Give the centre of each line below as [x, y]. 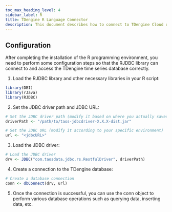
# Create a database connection [40, 178]
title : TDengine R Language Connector [47, 20]
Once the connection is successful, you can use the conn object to [83, 193]
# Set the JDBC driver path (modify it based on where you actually [80, 117]
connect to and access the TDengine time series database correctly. [78, 69]
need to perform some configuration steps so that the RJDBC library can [82, 63]
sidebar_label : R [24, 15]
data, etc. [23, 204]
